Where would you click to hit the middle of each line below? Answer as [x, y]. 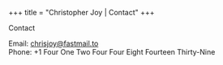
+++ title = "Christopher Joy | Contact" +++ [81, 12]
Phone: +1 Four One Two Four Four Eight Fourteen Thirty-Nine [112, 52]
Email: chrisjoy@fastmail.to [54, 43]
